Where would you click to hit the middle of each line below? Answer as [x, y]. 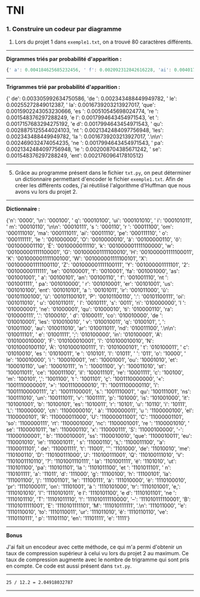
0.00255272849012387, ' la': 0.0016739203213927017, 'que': [81, 105]
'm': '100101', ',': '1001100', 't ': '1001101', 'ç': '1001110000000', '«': [85, 379]
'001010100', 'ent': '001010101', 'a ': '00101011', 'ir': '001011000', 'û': [88, 290]
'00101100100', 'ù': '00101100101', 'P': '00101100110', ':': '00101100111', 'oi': [96, 296]
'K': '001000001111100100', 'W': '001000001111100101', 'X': [77, 259]
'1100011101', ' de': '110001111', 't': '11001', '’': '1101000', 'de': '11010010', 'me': [98, 448]
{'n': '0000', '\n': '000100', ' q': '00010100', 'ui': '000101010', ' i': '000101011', [99, 221]
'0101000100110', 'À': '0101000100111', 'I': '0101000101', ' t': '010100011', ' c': [98, 347]
